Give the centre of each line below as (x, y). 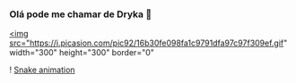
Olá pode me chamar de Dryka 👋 (81, 14)
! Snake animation (42, 70)
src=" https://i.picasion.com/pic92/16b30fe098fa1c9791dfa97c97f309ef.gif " (148, 43)
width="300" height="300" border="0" (82, 53)
